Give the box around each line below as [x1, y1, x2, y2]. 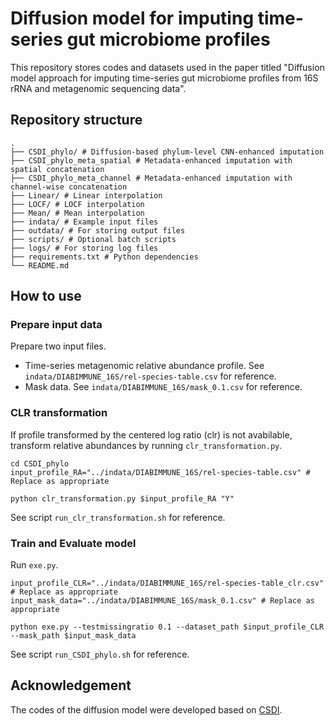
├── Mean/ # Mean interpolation [10, 208, 145, 218]
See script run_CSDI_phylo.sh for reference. [10, 648, 190, 661]
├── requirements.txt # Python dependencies [10, 252, 199, 262]
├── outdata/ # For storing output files [10, 225, 186, 236]
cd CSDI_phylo [10, 458, 70, 469]
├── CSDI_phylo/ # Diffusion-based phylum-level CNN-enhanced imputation [10, 147, 325, 157]
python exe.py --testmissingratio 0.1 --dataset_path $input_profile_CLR [10, 622, 325, 632]
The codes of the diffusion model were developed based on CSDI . [10, 703, 283, 716]
